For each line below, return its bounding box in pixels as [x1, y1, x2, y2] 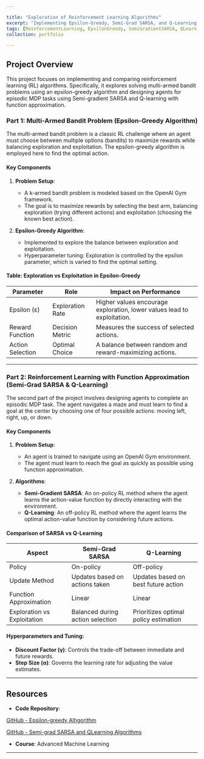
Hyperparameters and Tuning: [6, 632, 84, 640]
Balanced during [71, 608, 118, 616]
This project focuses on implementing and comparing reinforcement [6, 76, 177, 83]
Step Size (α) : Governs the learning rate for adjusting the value [15, 659, 173, 666]
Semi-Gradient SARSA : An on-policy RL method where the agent [24, 490, 188, 497]
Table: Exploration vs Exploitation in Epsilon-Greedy [6, 272, 141, 279]
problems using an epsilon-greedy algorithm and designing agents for [6, 88, 182, 96]
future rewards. [15, 652, 54, 660]
